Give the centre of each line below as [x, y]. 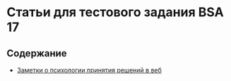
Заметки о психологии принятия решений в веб [89, 70]
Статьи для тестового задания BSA [115, 12]
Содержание [37, 53]
